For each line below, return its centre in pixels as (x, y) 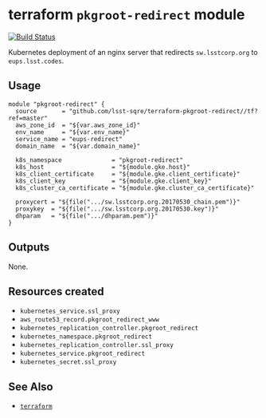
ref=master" (28, 118)
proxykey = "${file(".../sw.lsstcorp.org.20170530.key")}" (117, 209)
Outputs (29, 248)
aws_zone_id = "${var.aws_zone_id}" (78, 125)
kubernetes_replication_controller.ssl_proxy (96, 345)
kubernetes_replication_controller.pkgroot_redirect (109, 329)
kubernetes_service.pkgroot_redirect (82, 354)
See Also (31, 386)
